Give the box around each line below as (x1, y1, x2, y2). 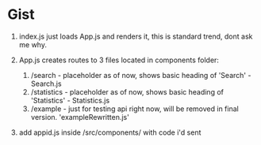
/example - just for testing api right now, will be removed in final (30, 104, 239, 113)
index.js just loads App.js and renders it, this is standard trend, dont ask (18, 32, 253, 41)
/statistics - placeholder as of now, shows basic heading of (30, 87, 224, 96)
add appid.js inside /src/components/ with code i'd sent (18, 128, 202, 137)
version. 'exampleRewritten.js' (30, 112, 130, 121)
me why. (18, 39, 47, 49)
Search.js (30, 79, 62, 88)
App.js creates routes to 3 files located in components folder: (18, 55, 220, 65)
